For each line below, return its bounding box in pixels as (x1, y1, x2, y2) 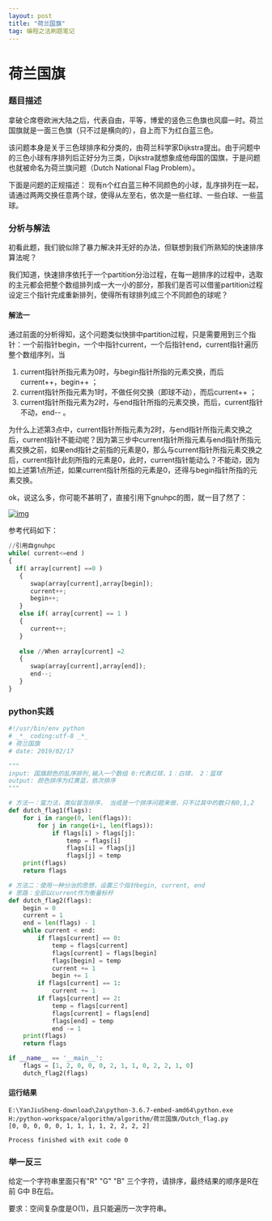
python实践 (8, 706, 54, 717)
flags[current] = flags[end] (51, 1010, 151, 1018)
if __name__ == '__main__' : (8, 1054, 104, 1062)
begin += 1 (51, 971, 89, 980)
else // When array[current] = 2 (19, 647, 125, 655)
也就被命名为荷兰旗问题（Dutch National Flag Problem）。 (8, 163, 200, 173)
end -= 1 (51, 1024, 82, 1033)
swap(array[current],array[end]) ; (29, 662, 147, 671)
